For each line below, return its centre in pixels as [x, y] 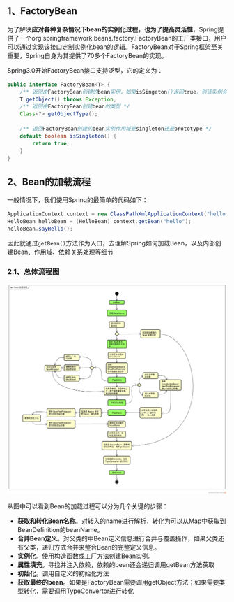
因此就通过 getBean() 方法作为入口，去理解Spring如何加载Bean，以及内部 [111, 243]
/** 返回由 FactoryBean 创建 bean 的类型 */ [75, 107]
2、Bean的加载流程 [49, 181]
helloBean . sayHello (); [40, 229]
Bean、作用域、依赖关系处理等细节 [63, 252]
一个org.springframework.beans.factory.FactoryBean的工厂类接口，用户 [123, 38]
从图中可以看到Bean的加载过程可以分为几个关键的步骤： [88, 506]
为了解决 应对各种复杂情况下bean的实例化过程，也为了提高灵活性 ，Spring [112, 29]
